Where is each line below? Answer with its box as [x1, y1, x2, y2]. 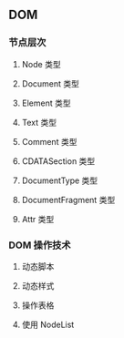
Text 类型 [21, 117, 57, 128]
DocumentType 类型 [21, 175, 98, 186]
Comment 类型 [21, 136, 77, 147]
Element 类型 [21, 97, 71, 108]
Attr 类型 [21, 213, 55, 224]
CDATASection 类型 [21, 155, 96, 167]
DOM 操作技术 [8, 239, 71, 251]
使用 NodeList [21, 319, 75, 330]
